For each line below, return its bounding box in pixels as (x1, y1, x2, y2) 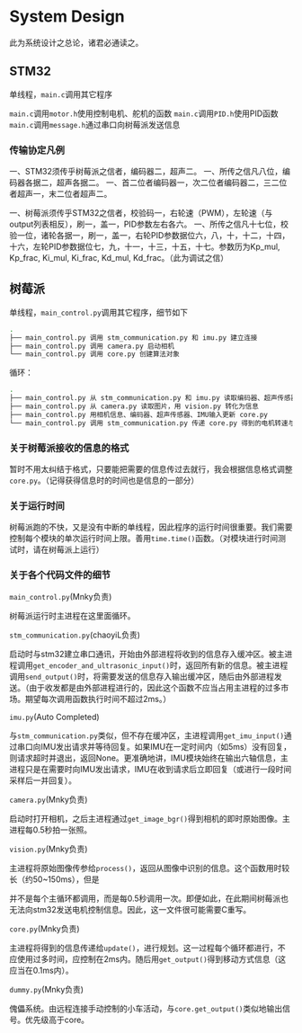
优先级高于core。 (24, 1014, 90, 1025)
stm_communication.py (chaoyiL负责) (9, 629, 141, 640)
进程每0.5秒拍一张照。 (9, 824, 93, 835)
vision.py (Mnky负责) (9, 843, 88, 854)
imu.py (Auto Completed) (9, 711, 101, 722)
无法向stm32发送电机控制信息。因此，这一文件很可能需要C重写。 (9, 904, 252, 914)
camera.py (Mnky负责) (9, 794, 88, 805)
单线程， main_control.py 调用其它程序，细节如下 (9, 307, 189, 317)
